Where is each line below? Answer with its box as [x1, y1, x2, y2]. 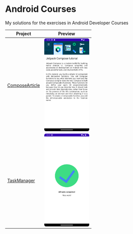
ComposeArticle [7, 82, 40, 88]
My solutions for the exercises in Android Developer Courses [5, 20, 129, 26]
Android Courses [5, 3, 76, 15]
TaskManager [7, 177, 35, 184]
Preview [58, 31, 75, 37]
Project [16, 31, 32, 37]
